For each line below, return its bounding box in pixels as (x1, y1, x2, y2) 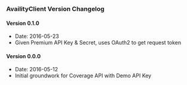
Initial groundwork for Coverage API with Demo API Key (14, 72, 152, 79)
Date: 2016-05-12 (14, 66, 59, 73)
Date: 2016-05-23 (14, 33, 59, 40)
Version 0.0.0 (6, 52, 41, 59)
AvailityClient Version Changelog (6, 5, 105, 13)
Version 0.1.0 (6, 20, 40, 27)
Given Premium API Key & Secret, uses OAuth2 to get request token (14, 39, 182, 46)
